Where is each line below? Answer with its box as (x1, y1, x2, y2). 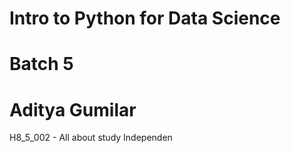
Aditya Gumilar (9, 98, 137, 121)
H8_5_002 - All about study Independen (9, 132, 173, 144)
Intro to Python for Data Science (9, 7, 281, 30)
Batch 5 (9, 53, 74, 76)
